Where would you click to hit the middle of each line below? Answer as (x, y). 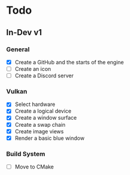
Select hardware (35, 104)
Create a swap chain (40, 124)
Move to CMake (34, 167)
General (18, 49)
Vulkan (17, 91)
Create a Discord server (44, 76)
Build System (26, 154)
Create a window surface (46, 118)
